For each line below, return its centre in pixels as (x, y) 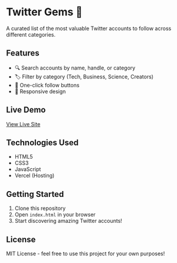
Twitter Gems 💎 (44, 12)
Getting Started (35, 194)
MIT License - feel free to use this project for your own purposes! (86, 254)
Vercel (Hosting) (35, 176)
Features (23, 53)
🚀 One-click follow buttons (47, 85)
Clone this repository (40, 208)
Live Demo (26, 110)
